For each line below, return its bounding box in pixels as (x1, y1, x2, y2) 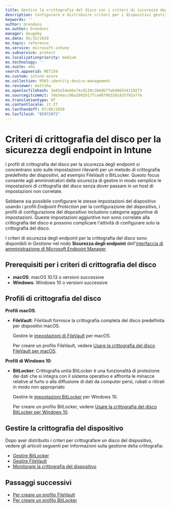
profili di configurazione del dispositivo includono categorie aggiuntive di (5, 209, 158, 215)
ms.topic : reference (5, 41, 49, 46)
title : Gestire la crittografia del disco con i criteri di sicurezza (5, 7, 158, 13)
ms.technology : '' (5, 60, 44, 65)
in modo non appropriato (12, 384, 65, 390)
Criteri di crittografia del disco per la (5, 133, 161, 145)
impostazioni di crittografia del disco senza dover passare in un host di (5, 183, 154, 189)
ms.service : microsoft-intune (5, 45, 70, 50)
